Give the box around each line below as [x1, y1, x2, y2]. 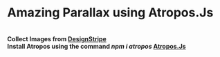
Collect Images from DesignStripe [7, 34, 107, 43]
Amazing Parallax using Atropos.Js [7, 5, 214, 21]
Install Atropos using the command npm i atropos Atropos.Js [7, 42, 186, 50]
